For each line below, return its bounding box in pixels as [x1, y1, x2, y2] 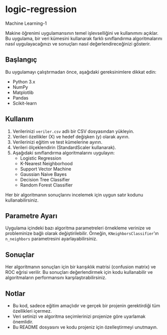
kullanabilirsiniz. [5, 197, 39, 203]
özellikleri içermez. [12, 308, 52, 314]
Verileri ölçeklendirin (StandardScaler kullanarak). [12, 144, 116, 150]
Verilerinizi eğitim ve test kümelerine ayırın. [12, 139, 103, 145]
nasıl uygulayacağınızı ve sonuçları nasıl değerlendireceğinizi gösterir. [5, 40, 151, 46]
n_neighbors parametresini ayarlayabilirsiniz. [5, 236, 98, 242]
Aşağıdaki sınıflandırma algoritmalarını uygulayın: [12, 150, 115, 156]
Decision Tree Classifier [20, 176, 70, 182]
